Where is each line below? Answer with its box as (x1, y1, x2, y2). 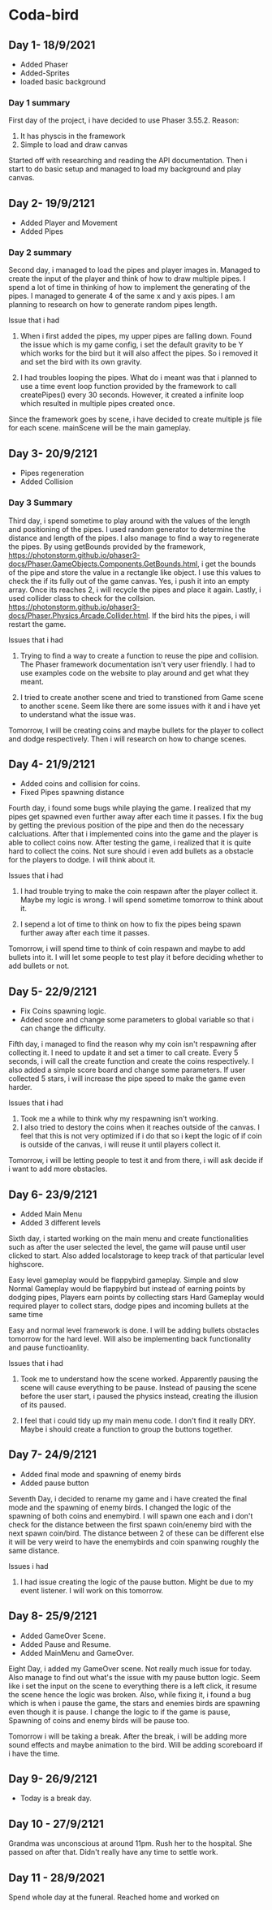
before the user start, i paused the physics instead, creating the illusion (19, 1391, 258, 1401)
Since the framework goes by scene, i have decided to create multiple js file (8, 414, 262, 424)
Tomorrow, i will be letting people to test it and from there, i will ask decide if (8, 1156, 264, 1165)
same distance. (8, 1545, 59, 1555)
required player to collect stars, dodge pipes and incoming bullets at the (8, 1301, 249, 1311)
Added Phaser (19, 59, 69, 69)
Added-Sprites (19, 68, 71, 78)
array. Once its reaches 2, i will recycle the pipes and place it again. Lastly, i (8, 585, 261, 594)
